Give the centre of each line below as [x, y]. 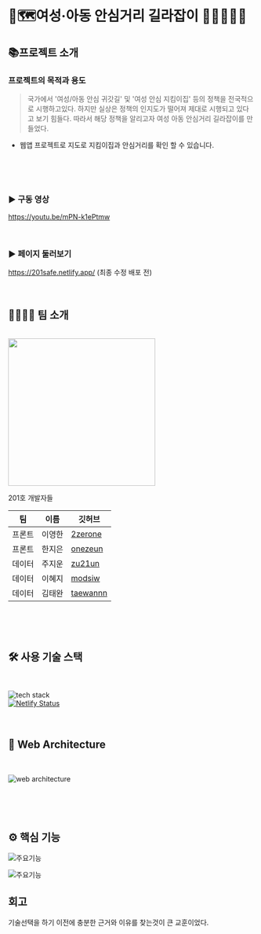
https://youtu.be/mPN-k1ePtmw [59, 217]
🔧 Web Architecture [57, 745]
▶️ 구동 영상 [29, 199]
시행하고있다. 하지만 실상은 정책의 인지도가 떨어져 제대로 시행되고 [135, 108]
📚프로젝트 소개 [43, 52]
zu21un [85, 564]
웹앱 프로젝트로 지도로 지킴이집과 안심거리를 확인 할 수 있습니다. [116, 145]
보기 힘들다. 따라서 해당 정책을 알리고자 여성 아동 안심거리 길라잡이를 [140, 118]
